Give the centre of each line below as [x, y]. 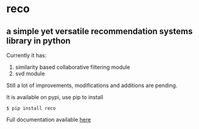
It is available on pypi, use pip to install [55, 97]
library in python [38, 40]
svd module [30, 74]
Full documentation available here [49, 120]
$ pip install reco [31, 108]
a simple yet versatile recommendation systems [99, 31]
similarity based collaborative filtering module [72, 67]
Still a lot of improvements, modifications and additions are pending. [92, 85]
